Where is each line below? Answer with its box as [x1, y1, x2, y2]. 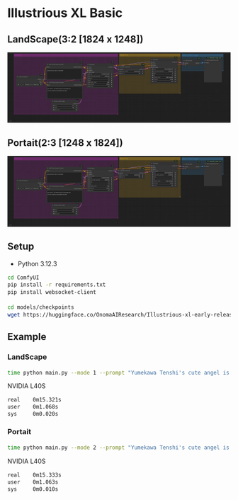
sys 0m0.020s [7, 411, 59, 418]
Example [7, 331, 47, 343]
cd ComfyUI [7, 274, 40, 281]
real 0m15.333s [7, 471, 62, 479]
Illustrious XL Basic [7, 5, 123, 21]
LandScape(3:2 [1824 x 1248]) [7, 33, 144, 45]
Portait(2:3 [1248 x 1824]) [7, 137, 123, 149]
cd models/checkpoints [7, 304, 74, 311]
